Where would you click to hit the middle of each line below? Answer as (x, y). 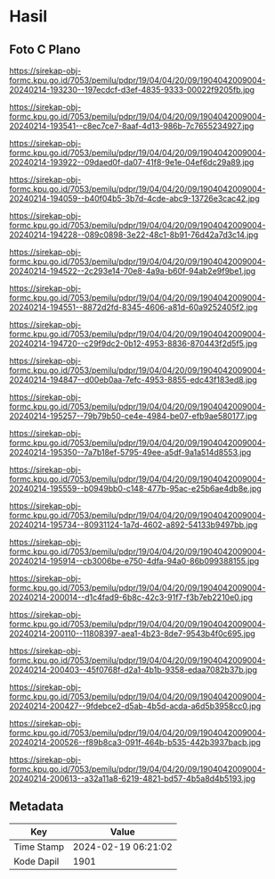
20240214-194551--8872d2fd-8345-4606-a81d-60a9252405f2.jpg (133, 307)
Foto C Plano (45, 50)
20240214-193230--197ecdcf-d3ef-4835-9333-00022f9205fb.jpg (132, 90)
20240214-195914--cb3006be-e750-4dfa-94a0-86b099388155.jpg (134, 561)
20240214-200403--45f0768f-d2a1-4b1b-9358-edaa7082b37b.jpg (133, 670)
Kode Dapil (36, 861)
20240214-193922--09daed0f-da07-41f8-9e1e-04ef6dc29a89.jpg (132, 162)
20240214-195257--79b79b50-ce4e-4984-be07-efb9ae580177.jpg (133, 416)
